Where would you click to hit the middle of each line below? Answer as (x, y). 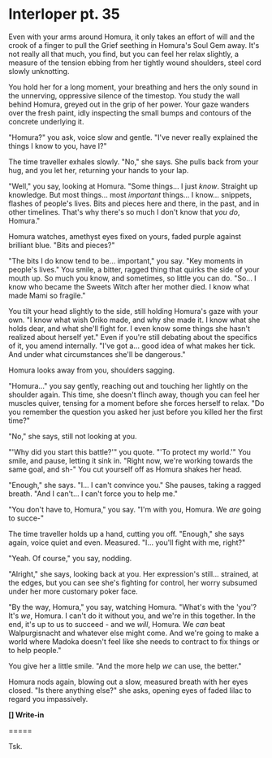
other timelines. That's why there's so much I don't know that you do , (124, 211)
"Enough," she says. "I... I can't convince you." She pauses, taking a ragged (135, 485)
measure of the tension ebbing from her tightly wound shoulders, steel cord (135, 63)
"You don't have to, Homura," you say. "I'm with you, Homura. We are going (135, 509)
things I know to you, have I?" (58, 146)
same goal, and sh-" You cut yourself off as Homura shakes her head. (125, 469)
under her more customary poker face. (73, 591)
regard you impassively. (48, 699)
